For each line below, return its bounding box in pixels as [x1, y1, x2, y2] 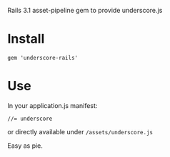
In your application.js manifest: [7, 101, 98, 109]
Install [7, 31, 45, 47]
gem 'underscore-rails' [7, 54, 79, 61]
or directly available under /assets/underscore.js [7, 127, 154, 136]
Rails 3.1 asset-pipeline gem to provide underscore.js [7, 6, 163, 14]
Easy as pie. [7, 141, 43, 150]
